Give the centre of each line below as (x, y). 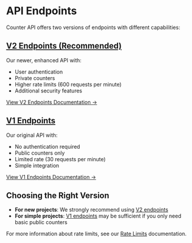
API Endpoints (42, 11)
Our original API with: (32, 135)
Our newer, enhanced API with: (44, 60)
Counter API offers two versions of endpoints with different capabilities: (93, 27)
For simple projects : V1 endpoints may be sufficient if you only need (98, 216)
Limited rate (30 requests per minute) (60, 159)
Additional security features (48, 91)
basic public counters (41, 222)
